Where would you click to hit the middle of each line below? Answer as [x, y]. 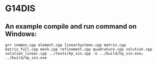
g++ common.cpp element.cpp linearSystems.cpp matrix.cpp [65, 45]
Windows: [21, 34]
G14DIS [20, 8]
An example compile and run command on [71, 26]
